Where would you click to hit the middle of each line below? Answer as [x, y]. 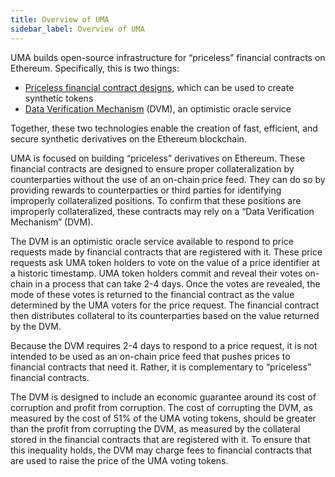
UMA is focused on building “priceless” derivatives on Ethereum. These [158, 158]
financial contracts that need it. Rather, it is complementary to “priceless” [161, 367]
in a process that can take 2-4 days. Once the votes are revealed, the [177, 283]
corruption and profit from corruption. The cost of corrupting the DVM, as [161, 407]
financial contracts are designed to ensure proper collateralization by [152, 168]
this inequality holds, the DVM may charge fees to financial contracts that [161, 450]
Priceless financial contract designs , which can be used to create [159, 87]
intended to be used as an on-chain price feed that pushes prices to [150, 356]
